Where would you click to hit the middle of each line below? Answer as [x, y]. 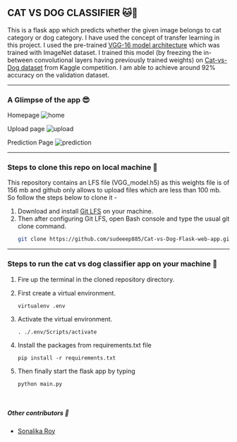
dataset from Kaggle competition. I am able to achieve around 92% [118, 67]
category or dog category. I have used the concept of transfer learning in [114, 37]
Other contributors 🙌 [38, 413]
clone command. [42, 226]
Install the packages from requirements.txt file [84, 345]
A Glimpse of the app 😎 [49, 99]
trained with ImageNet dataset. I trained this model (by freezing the [105, 52]
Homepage [24, 115]
